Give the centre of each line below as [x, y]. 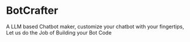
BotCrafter [32, 11]
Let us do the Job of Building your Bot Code [59, 32]
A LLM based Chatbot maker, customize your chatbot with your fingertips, [95, 26]
